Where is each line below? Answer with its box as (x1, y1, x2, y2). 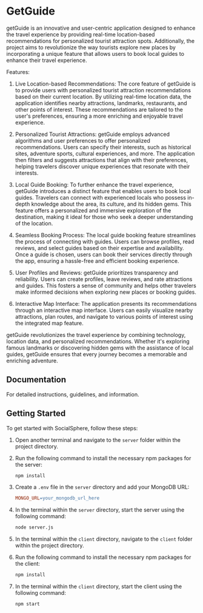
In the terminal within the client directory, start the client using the (15, 583, 182, 590)
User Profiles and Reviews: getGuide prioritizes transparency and (15, 269, 179, 276)
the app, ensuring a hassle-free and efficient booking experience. (15, 257, 179, 265)
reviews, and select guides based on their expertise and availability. (15, 244, 184, 251)
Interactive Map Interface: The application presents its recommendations (15, 300, 197, 307)
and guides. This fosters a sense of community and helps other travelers (15, 282, 197, 289)
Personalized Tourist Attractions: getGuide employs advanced (15, 130, 170, 138)
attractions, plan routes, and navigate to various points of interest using (15, 313, 193, 320)
